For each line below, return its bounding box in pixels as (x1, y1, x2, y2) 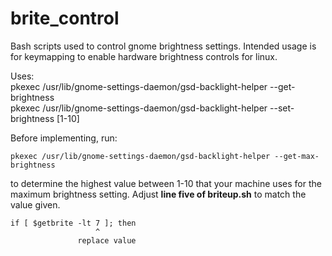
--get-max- (274, 151, 320, 161)
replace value (77, 235, 137, 246)
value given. (10, 198, 61, 211)
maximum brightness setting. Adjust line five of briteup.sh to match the (10, 188, 307, 200)
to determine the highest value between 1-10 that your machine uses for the (10, 177, 322, 189)
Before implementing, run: (10, 132, 118, 144)
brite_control (10, 7, 120, 30)
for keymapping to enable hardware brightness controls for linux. (10, 50, 278, 62)
